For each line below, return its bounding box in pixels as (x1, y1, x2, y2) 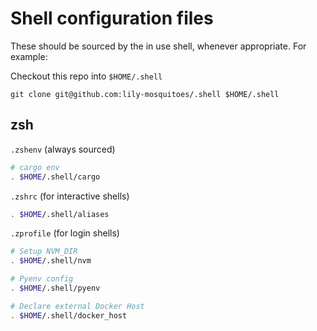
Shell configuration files (10, 7, 214, 30)
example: (10, 50, 48, 62)
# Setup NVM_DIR (10, 247, 78, 257)
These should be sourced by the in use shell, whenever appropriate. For (10, 40, 307, 52)
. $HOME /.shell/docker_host (10, 310, 128, 321)
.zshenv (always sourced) (10, 143, 116, 155)
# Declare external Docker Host (10, 301, 145, 311)
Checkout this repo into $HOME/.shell (10, 70, 163, 82)
